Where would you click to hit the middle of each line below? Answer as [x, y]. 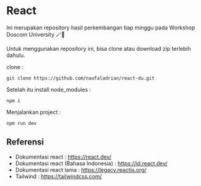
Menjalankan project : [34, 112]
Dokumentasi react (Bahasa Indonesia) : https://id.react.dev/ [91, 163]
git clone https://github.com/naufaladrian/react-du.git [81, 78]
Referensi [25, 142]
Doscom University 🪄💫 [36, 34]
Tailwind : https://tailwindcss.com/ [59, 176]
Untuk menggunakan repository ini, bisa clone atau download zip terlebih [99, 48]
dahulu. [16, 55]
